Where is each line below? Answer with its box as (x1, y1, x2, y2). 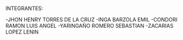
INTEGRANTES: (5, 5, 44, 12)
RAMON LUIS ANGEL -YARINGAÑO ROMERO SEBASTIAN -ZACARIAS (5, 23, 174, 29)
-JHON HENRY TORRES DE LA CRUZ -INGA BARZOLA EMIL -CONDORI (5, 16, 178, 23)
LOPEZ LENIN (5, 28, 39, 35)
